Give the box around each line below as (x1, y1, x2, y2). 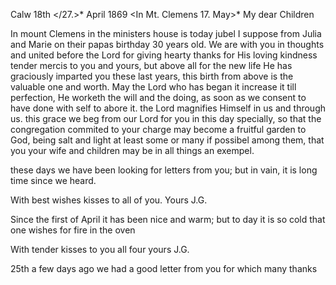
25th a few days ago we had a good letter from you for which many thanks (10, 263, 318, 274)
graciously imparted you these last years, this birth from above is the (10, 70, 294, 82)
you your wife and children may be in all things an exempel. (10, 145, 255, 156)
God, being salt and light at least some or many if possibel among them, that (10, 134, 325, 146)
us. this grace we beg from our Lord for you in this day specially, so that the (10, 113, 322, 124)
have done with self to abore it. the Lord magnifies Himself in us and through (10, 102, 327, 114)
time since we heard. (10, 175, 97, 186)
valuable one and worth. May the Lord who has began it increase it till (10, 81, 297, 93)
